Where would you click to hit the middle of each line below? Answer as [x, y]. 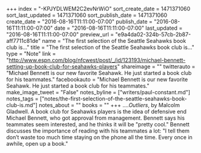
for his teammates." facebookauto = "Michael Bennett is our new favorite [97, 79]
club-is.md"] [22, 105]
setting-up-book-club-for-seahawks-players [62, 67]
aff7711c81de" [24, 41]
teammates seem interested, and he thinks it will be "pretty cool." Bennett [98, 124]
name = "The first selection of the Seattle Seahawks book [114, 41]
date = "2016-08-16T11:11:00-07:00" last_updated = [118, 28]
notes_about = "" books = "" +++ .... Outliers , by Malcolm [109, 105]
